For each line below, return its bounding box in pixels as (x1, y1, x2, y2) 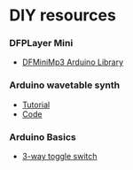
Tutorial (21, 99, 51, 110)
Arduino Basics (9, 130, 77, 143)
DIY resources (9, 5, 117, 26)
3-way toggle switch (21, 151, 98, 162)
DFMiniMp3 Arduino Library (21, 57, 124, 67)
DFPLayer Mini (9, 37, 74, 50)
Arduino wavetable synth (9, 79, 121, 91)
